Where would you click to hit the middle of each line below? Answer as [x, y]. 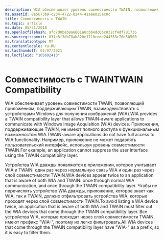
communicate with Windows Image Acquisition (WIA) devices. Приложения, [82, 124]
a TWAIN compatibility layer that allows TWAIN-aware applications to [75, 119]
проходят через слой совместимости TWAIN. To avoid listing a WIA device [82, 201]
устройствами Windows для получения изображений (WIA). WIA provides [81, 114]
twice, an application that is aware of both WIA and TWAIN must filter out [79, 207]
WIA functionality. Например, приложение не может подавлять [71, 140]
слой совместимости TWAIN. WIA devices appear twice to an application [79, 175]
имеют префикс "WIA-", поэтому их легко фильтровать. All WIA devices [79, 222]
